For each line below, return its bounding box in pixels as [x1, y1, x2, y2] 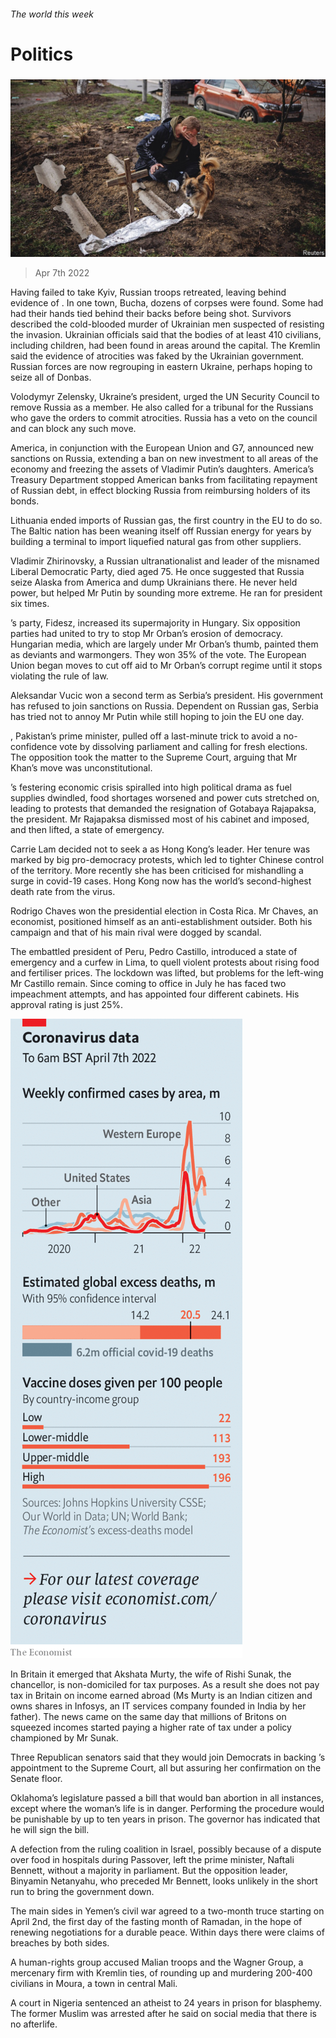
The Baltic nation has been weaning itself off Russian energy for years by [10, 525, 312, 537]
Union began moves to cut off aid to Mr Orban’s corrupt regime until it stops [10, 659, 323, 671]
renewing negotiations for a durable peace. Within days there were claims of [10, 1926, 325, 1938]
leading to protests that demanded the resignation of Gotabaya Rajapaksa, [10, 802, 317, 814]
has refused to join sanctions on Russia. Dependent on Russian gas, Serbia [10, 700, 319, 712]
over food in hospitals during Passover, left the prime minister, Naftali [10, 1853, 295, 1865]
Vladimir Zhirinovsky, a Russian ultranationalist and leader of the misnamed [10, 555, 320, 567]
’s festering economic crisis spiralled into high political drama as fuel [10, 781, 292, 793]
